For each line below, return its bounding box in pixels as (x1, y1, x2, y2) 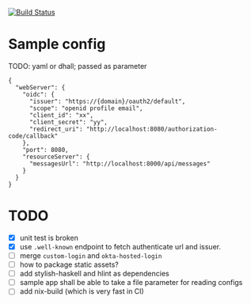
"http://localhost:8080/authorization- (86, 125, 218, 133)
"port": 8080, (22, 146, 69, 154)
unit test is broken (19, 233, 79, 242)
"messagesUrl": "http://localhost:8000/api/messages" (29, 159, 211, 168)
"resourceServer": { (22, 153, 90, 161)
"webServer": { (15, 83, 66, 91)
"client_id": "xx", (29, 111, 93, 119)
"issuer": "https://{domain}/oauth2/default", (29, 97, 186, 105)
